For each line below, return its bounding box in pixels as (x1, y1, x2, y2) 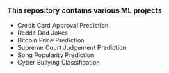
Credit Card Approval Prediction (17, 22, 109, 30)
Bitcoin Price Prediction (17, 36, 85, 44)
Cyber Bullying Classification (17, 58, 101, 67)
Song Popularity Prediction (17, 51, 95, 59)
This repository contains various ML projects (7, 6, 162, 15)
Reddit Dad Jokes (17, 29, 68, 37)
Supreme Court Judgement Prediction (17, 44, 127, 52)
